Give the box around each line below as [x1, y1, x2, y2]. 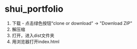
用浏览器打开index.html [11, 38, 60, 45]
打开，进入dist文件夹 [11, 32, 55, 38]
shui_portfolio [4, 3, 64, 15]
